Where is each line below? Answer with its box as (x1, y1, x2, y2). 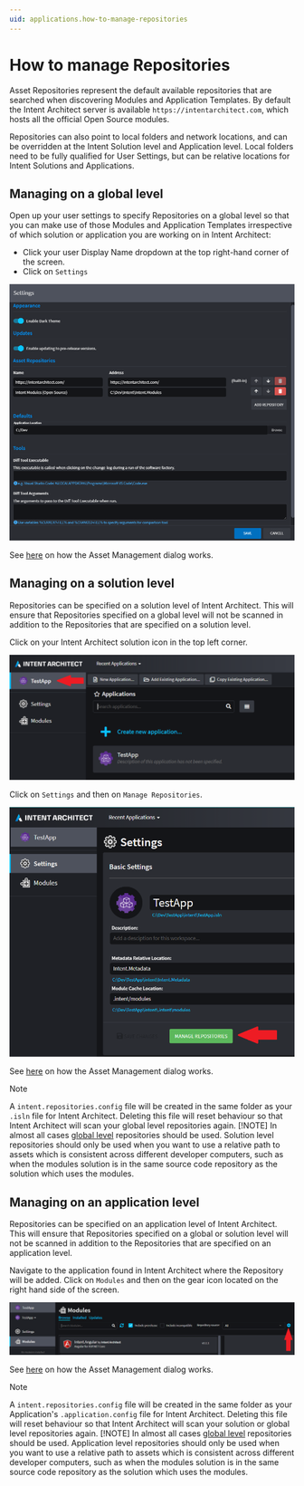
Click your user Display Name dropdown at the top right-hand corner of (22, 247, 290, 258)
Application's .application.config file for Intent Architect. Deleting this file (9, 1409, 288, 1420)
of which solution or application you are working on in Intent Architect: (9, 229, 271, 240)
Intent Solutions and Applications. (9, 159, 135, 171)
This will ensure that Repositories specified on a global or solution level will (9, 1228, 289, 1240)
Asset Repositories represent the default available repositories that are (9, 84, 272, 95)
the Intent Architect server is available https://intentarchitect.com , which (9, 104, 290, 115)
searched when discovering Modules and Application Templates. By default (9, 94, 291, 105)
